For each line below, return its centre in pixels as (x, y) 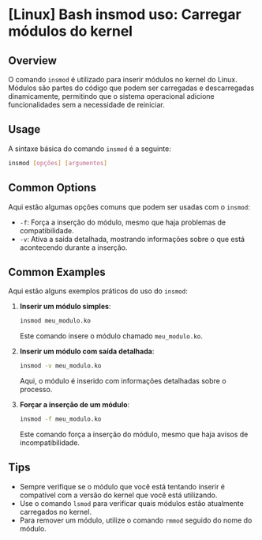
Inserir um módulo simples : (65, 307)
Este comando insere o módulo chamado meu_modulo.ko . (111, 336)
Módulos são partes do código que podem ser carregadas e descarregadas (131, 88)
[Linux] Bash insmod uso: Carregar (125, 15)
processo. (36, 390)
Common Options (52, 188)
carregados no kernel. (56, 512)
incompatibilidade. (50, 442)
